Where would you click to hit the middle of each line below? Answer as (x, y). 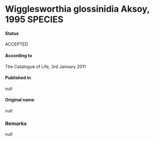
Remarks (16, 123)
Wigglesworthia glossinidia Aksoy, (77, 9)
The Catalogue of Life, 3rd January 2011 (45, 66)
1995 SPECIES (34, 19)
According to (19, 56)
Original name (20, 100)
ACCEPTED (17, 44)
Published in (18, 78)
